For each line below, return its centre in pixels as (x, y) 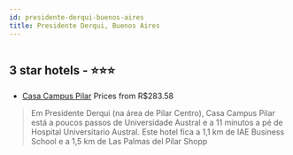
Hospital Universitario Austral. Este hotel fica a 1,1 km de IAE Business (158, 132)
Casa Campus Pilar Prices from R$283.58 (98, 96)
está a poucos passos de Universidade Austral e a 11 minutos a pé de (157, 123)
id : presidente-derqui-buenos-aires (77, 17)
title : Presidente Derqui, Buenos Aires (85, 26)
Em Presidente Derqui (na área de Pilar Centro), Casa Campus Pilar (153, 113)
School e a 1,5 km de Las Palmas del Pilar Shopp (119, 142)
